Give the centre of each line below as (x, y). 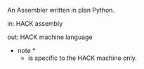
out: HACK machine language (50, 37)
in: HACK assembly (35, 23)
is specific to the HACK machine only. (82, 58)
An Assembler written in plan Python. (61, 10)
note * (27, 51)
